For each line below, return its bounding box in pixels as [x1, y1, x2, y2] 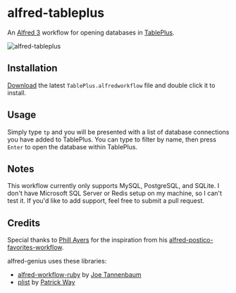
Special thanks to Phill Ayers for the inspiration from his [7, 236, 168, 244]
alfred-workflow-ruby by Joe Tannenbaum [17, 270, 142, 279]
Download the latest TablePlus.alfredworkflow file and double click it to [7, 81, 216, 89]
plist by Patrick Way [17, 278, 75, 287]
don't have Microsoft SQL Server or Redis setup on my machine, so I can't [7, 189, 223, 198]
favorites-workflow [7, 243, 62, 251]
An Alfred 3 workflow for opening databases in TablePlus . [7, 28, 175, 37]
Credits [7, 217, 41, 229]
